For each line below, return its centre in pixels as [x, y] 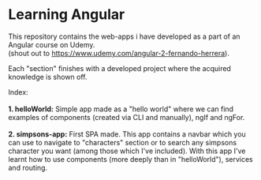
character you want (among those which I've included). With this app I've [127, 151]
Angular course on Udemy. [52, 44]
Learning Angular [67, 15]
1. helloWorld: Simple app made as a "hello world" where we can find [121, 109]
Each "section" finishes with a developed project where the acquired [119, 68]
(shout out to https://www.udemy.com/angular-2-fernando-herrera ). [119, 53]
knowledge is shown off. [48, 77]
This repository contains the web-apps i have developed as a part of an [124, 36]
